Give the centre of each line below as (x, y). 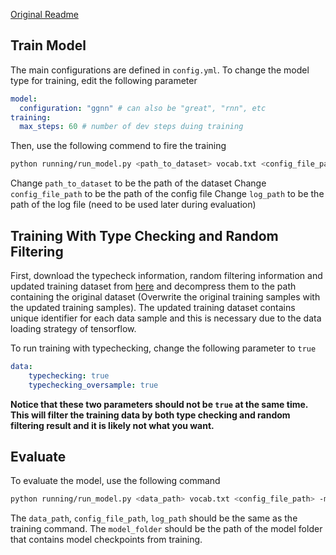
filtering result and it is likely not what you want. (112, 425)
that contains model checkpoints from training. (106, 540)
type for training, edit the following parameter (104, 80)
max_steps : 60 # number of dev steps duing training (131, 127)
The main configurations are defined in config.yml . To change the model (160, 70)
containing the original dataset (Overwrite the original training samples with (165, 297)
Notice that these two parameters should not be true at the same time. (159, 404)
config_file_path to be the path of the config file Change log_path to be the (167, 194)
